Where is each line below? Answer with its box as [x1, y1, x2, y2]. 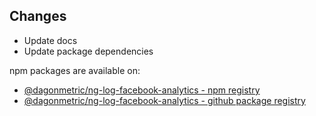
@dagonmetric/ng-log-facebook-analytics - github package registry [23, 94, 306, 106]
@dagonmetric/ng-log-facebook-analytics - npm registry [23, 84, 261, 96]
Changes [9, 8, 67, 25]
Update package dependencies [23, 45, 154, 57]
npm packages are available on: [9, 64, 141, 76]
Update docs [23, 34, 78, 46]
